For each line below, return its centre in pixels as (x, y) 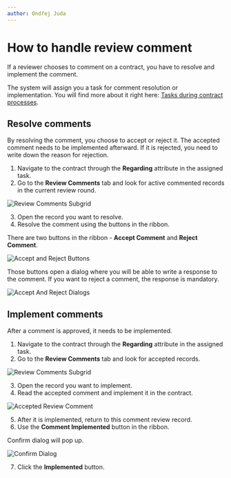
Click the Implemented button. (61, 467)
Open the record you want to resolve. (70, 217)
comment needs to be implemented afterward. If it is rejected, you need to (113, 148)
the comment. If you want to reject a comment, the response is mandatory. (113, 279)
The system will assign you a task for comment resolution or (92, 88)
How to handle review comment (100, 47)
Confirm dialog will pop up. (46, 440)
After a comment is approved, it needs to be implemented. (90, 331)
